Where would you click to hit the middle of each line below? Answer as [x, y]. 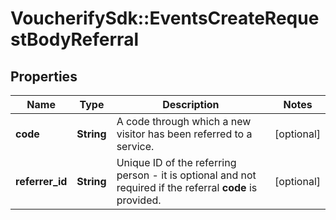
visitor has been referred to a [184, 134]
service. [135, 146]
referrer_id [41, 181]
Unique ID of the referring [176, 162]
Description [191, 104]
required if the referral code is [187, 187]
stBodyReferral [74, 39]
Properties [44, 76]
